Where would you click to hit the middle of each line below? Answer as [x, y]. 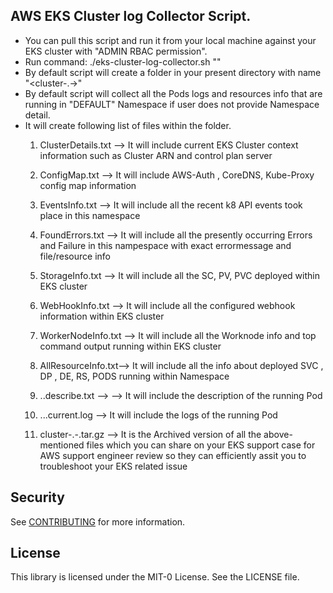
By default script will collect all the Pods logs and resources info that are [173, 93]
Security [37, 497]
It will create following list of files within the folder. [128, 125]
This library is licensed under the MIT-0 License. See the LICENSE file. [155, 577]
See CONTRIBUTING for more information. [98, 521]
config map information [88, 185]
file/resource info [75, 256]
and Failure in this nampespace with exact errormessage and [165, 245]
